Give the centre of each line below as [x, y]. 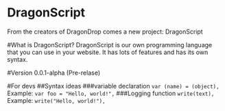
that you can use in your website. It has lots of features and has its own [108, 52]
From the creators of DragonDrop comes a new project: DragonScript [105, 32]
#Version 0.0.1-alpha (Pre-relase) [54, 73]
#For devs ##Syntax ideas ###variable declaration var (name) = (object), [113, 86]
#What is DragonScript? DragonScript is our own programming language [110, 45]
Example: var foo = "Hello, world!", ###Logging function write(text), [111, 93]
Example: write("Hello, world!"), [56, 100]
